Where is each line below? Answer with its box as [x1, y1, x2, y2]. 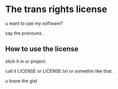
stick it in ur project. [5, 58, 47, 64]
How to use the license [5, 45, 78, 54]
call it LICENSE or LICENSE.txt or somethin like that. [5, 68, 113, 74]
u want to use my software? [5, 20, 63, 26]
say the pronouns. [5, 30, 43, 36]
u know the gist [5, 77, 37, 84]
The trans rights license [5, 4, 107, 15]
